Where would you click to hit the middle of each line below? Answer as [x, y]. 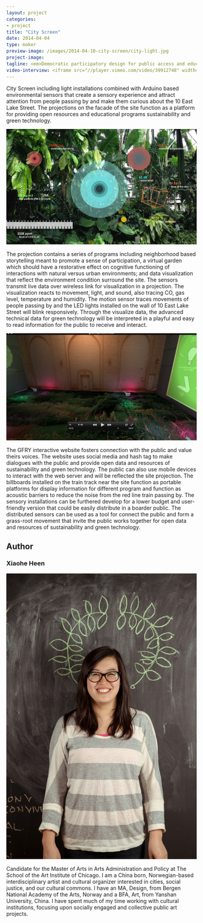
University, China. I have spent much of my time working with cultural [93, 901]
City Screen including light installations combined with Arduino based [93, 88]
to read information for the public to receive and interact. [77, 324]
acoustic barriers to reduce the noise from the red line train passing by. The [100, 495]
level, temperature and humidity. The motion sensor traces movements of [98, 299]
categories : [21, 19]
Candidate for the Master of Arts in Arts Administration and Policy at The [96, 869]
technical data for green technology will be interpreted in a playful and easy [100, 318]
